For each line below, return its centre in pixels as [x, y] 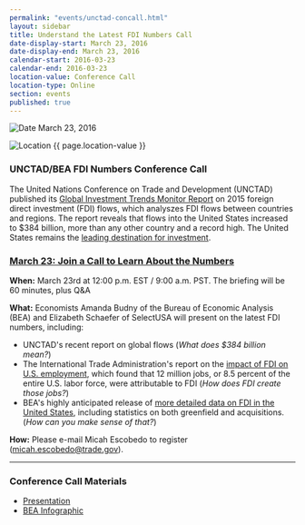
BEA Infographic [53, 510]
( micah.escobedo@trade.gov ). [67, 449]
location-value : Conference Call [73, 77]
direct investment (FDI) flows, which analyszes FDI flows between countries [151, 208]
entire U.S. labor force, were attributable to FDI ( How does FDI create [152, 383]
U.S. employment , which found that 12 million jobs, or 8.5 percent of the [156, 373]
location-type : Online [52, 85]
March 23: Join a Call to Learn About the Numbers [122, 261]
